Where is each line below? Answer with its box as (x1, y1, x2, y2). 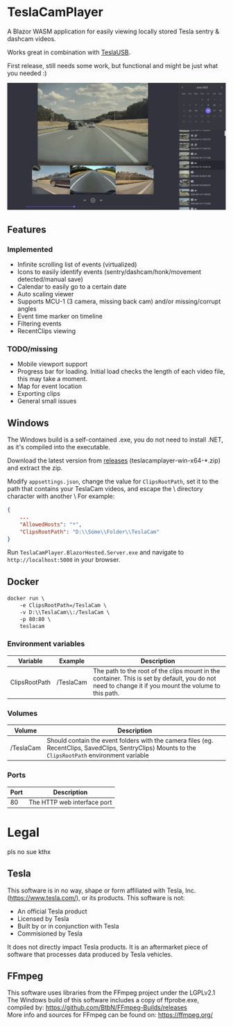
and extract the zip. (7, 464, 63, 472)
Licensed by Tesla (17, 914, 69, 922)
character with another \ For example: (7, 492, 115, 501)
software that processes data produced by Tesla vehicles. (7, 950, 173, 959)
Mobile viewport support (17, 360, 88, 369)
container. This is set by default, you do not (92, 674, 216, 682)
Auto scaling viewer (17, 289, 74, 298)
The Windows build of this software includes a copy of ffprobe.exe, (7, 996, 200, 1004)
